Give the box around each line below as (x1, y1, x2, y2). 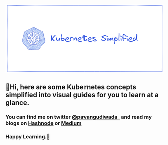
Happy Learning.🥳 (5, 133, 50, 140)
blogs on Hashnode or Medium (5, 120, 82, 127)
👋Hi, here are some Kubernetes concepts (5, 83, 137, 91)
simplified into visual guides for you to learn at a (5, 91, 159, 99)
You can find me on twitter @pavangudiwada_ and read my (5, 114, 152, 121)
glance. (5, 99, 30, 107)
